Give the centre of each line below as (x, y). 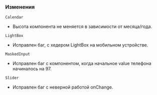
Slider (12, 78)
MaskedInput (18, 54)
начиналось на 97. (32, 69)
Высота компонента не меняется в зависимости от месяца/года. (82, 26)
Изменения (20, 7)
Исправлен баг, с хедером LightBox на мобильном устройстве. (80, 45)
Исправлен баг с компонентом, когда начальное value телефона (82, 63)
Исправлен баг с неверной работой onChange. (63, 87)
